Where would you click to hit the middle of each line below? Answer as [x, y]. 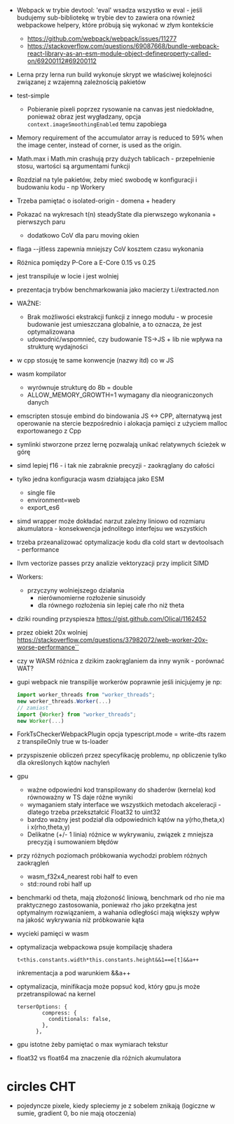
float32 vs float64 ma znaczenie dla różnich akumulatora [99, 1058]
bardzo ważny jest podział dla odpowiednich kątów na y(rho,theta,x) [126, 820]
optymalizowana [51, 332]
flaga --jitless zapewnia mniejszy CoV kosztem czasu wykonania [110, 249]
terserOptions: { [42, 1007]
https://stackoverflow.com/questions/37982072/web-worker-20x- [112, 640]
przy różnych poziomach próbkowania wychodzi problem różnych [112, 855]
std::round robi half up [59, 884]
